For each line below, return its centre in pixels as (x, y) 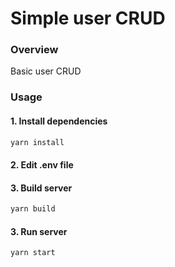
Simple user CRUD (88, 18)
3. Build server (41, 188)
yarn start (33, 253)
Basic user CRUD (46, 71)
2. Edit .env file (42, 165)
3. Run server (39, 231)
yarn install (37, 142)
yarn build (33, 209)
